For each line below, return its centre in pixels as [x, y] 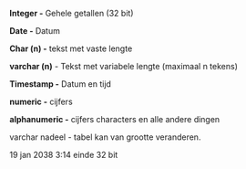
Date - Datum [35, 31]
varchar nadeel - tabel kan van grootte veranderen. [105, 137]
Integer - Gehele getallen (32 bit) [72, 13]
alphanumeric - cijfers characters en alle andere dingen [115, 119]
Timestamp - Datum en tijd [61, 84]
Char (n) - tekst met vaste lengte [71, 48]
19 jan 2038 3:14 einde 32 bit [64, 155]
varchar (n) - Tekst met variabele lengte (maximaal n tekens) [124, 66]
